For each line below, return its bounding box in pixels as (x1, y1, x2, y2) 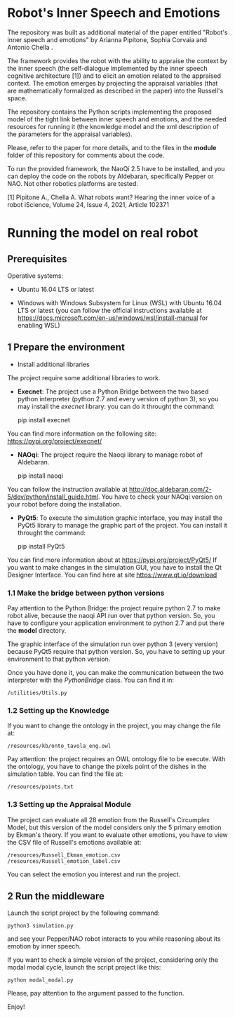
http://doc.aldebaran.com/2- (128, 485, 212, 493)
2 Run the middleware (7, 890, 105, 902)
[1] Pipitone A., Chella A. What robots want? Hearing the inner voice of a (7, 193, 215, 201)
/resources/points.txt (7, 784, 74, 791)
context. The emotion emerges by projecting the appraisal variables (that (7, 79, 218, 87)
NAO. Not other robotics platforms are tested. (7, 179, 139, 187)
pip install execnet (17, 415, 70, 424)
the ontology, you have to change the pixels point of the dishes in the (7, 763, 207, 771)
